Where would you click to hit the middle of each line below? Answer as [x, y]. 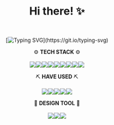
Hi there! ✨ [57, 11]
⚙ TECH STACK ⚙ [57, 52]
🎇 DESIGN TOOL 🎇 [57, 103]
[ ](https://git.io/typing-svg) [57, 40]
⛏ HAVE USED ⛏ [57, 76]
